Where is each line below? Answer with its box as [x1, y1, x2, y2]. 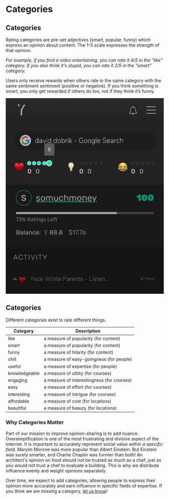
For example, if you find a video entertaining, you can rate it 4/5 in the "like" [6, 57, 163, 63]
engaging [8, 377, 28, 383]
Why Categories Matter [6, 419, 64, 426]
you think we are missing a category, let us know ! [6, 488, 108, 494]
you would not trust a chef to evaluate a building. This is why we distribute [6, 462, 159, 468]
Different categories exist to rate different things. [6, 317, 107, 323]
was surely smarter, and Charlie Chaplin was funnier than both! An [6, 451, 143, 457]
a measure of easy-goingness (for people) [44, 356, 132, 362]
